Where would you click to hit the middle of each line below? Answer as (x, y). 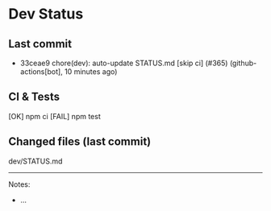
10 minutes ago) (91, 72)
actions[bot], (41, 72)
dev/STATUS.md (35, 161)
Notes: (19, 184)
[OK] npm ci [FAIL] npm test (54, 116)
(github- (243, 63)
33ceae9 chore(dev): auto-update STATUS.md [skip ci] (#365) (124, 63)
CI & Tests (34, 97)
